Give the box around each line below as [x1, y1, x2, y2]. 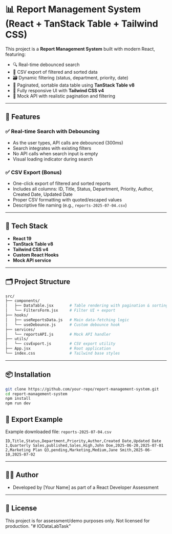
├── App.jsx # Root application [5, 346, 111, 351]
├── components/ [5, 298, 40, 303]
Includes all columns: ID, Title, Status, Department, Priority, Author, [12, 186, 154, 192]
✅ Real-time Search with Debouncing [5, 128, 100, 135]
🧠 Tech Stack [5, 222, 48, 231]
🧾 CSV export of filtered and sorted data [12, 69, 98, 75]
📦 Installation [5, 371, 51, 379]
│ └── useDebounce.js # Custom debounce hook [5, 322, 120, 327]
